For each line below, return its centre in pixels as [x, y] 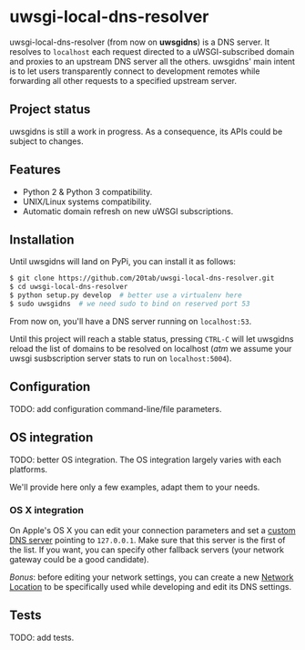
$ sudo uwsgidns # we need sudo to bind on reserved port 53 [130, 304]
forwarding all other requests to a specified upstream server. [123, 80]
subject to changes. [46, 141]
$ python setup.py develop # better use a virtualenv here [126, 295]
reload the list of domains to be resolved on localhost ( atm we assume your [151, 348]
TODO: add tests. [42, 637]
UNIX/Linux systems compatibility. [87, 201]
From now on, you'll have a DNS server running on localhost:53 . [131, 321]
